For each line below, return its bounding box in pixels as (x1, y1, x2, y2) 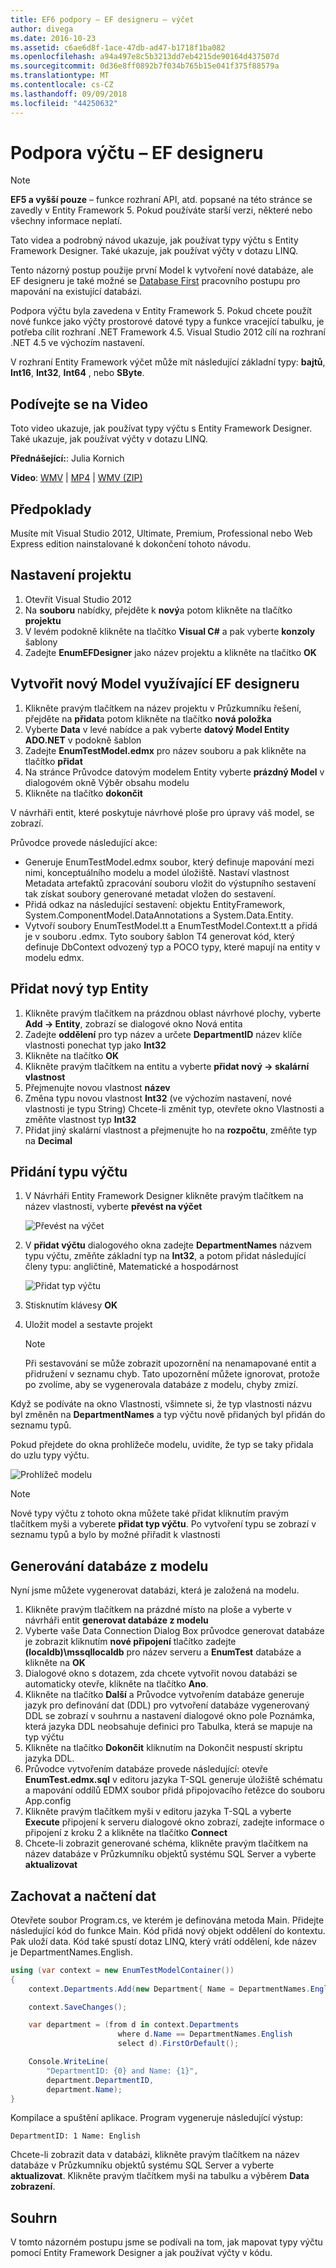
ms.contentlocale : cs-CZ (10, 80, 114, 90)
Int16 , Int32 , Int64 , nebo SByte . (10, 367, 145, 379)
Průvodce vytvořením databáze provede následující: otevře (24, 1763, 268, 1775)
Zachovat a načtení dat (10, 1887, 157, 1905)
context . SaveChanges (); (28, 2002, 128, 2012)
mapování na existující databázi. (10, 286, 143, 298)
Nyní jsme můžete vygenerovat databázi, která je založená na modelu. (10, 1584, 300, 1596)
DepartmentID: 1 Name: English (10, 2131, 141, 2141)
